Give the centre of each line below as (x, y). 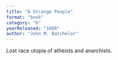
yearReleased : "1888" (33, 28)
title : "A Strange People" (40, 12)
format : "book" (25, 17)
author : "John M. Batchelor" (42, 34)
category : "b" (24, 23)
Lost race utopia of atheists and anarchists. (59, 50)
